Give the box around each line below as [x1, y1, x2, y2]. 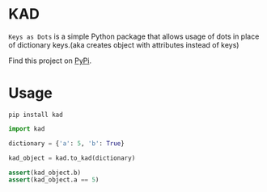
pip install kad [8, 111, 63, 119]
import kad [8, 124, 45, 133]
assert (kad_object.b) [8, 169, 82, 177]
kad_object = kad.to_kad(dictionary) [8, 154, 136, 162]
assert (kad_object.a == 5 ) [8, 176, 100, 184]
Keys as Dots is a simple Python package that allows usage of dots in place [8, 31, 260, 41]
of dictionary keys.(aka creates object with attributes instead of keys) [8, 40, 239, 49]
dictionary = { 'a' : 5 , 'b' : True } [8, 139, 125, 148]
